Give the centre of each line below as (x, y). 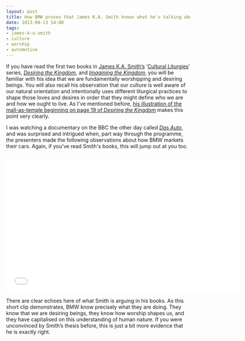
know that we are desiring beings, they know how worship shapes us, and (95, 313)
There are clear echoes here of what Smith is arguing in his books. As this (95, 301)
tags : (13, 28)
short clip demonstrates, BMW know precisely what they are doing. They (94, 307)
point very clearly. (28, 116)
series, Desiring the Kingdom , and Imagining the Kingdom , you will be (90, 72)
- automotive (22, 50)
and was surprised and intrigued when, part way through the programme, (94, 134)
